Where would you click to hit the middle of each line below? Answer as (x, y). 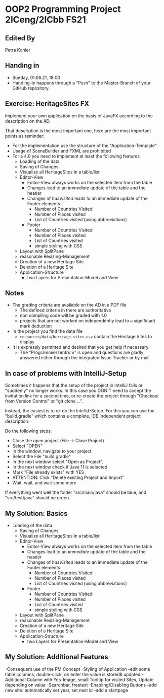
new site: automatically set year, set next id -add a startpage (67, 690)
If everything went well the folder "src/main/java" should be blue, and (76, 492)
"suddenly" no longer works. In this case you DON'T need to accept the (78, 390)
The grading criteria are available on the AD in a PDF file (69, 305)
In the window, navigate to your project (52, 451)
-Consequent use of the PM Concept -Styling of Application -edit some (78, 669)
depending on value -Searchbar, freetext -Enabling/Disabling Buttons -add (81, 685)
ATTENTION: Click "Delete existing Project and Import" (68, 477)
